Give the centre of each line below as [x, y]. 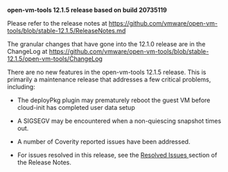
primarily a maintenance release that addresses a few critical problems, [109, 79]
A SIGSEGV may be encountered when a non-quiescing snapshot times [119, 121]
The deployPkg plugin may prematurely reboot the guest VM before [114, 100]
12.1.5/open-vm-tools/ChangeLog [55, 59]
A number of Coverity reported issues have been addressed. [104, 142]
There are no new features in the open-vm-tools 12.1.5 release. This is [107, 72]
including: [21, 87]
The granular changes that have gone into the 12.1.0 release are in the [106, 44]
